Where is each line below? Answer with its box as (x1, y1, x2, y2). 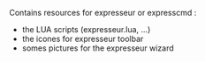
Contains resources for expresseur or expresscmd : (9, 8, 197, 17)
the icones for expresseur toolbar (21, 34, 144, 44)
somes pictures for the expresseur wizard (21, 43, 174, 53)
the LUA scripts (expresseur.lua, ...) (21, 24, 151, 34)
